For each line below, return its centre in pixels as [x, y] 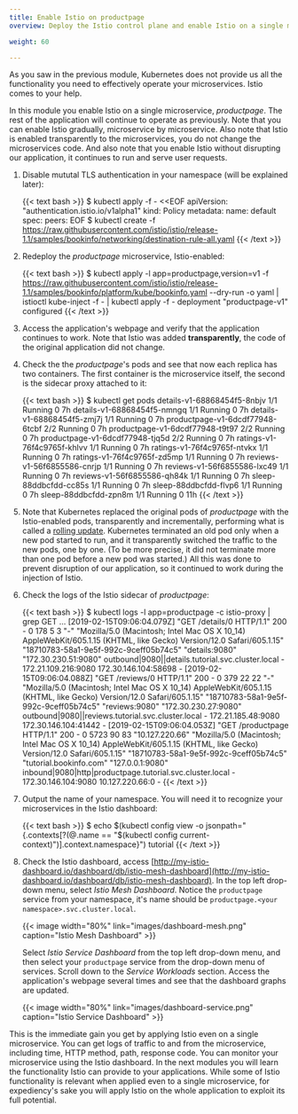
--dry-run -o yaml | [244, 293]
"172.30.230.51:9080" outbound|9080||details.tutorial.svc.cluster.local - [153, 659]
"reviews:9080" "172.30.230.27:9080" [172, 707]
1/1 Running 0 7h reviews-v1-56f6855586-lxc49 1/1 [196, 467]
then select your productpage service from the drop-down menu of [143, 962]
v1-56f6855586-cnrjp [62, 467]
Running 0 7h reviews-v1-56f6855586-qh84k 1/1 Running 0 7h [136, 476]
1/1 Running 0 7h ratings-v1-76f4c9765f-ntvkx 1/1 [179, 448]
